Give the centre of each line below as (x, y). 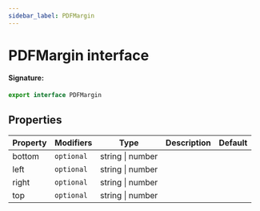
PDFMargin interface (79, 55)
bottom (26, 156)
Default (233, 143)
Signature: (26, 78)
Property (30, 143)
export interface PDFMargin (55, 95)
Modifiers (74, 143)
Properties (35, 120)
